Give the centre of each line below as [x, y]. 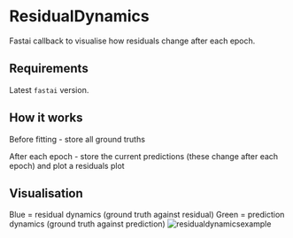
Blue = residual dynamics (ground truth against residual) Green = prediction [147, 215]
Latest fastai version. [49, 89]
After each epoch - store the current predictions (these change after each [144, 156]
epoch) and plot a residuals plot [67, 165]
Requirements [49, 69]
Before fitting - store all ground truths [77, 139]
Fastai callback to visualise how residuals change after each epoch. [132, 41]
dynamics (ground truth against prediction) [87, 224]
